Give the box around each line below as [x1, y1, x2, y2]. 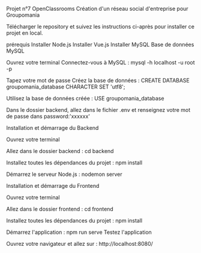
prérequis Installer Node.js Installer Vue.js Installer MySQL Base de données [6, 41, 194, 48]
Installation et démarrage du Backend [6, 124, 99, 131]
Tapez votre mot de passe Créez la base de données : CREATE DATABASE [6, 77, 190, 84]
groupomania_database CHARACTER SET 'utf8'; [6, 83, 125, 90]
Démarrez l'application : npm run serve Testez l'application [6, 228, 152, 236]
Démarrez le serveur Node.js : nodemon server [6, 170, 123, 178]
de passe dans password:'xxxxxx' [6, 113, 90, 120]
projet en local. [6, 29, 43, 36]
